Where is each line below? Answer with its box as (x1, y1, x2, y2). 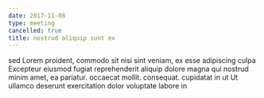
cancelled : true (8, 26, 62, 34)
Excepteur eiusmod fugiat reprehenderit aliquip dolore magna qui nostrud (8, 65, 249, 74)
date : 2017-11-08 (8, 11, 66, 20)
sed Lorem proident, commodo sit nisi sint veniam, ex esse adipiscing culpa (8, 56, 256, 65)
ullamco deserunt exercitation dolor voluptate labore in (8, 81, 188, 91)
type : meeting (8, 19, 56, 27)
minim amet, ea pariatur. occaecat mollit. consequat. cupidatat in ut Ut (8, 73, 239, 82)
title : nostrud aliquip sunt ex (8, 33, 115, 42)
